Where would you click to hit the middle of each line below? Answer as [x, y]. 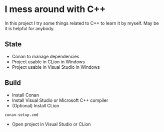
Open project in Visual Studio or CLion [51, 124]
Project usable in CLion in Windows [48, 62]
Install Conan [25, 95]
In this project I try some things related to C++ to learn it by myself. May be [82, 23]
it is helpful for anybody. [29, 28]
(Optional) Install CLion [35, 105]
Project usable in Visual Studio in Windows [56, 67]
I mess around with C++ [55, 9]
